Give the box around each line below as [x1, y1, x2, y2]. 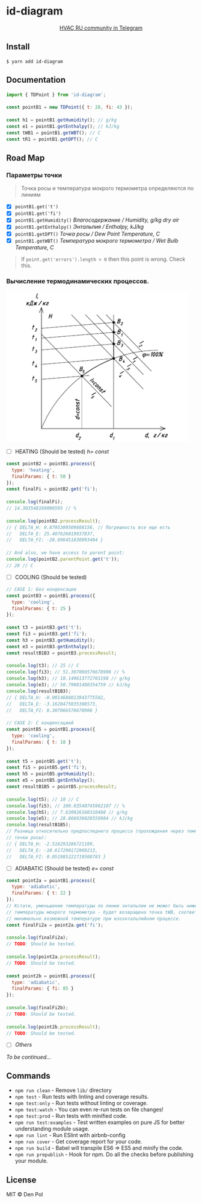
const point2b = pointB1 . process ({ [6, 973, 96, 979]
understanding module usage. [14, 1125, 90, 1132]
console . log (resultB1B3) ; [6, 688, 71, 694]
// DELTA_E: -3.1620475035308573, [6, 701, 98, 707]
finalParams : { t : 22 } [11, 890, 71, 896]
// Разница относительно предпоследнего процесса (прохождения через [6, 828, 185, 834]
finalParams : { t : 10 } [11, 739, 71, 745]
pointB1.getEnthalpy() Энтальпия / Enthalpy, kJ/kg [14, 223, 144, 231]
